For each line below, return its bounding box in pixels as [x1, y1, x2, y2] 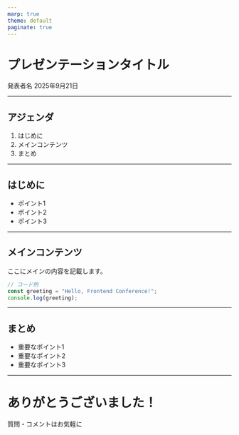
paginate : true [7, 24, 53, 31]
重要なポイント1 [17, 343, 65, 352]
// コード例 [7, 281, 39, 288]
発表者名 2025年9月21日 [7, 81, 79, 90]
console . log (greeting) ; [7, 294, 78, 302]
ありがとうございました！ [7, 395, 158, 411]
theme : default [7, 17, 53, 24]
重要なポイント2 [17, 352, 66, 360]
